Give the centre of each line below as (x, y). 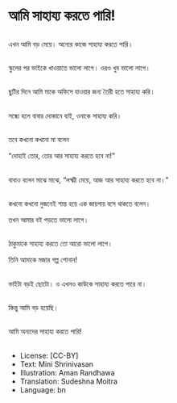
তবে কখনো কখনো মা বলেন (39, 140)
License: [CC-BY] (49, 355)
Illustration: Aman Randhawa (67, 372)
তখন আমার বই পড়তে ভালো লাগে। (49, 220)
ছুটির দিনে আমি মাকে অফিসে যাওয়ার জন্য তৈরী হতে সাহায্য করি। (82, 92)
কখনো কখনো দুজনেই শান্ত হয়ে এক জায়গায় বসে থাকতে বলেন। (80, 204)
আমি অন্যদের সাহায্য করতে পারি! (45, 332)
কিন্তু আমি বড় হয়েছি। (33, 308)
